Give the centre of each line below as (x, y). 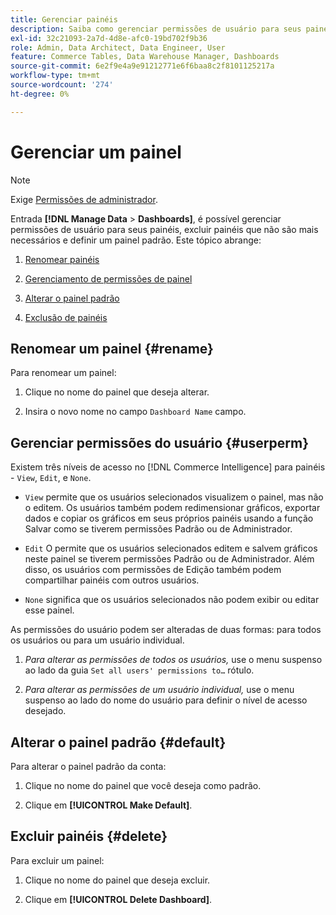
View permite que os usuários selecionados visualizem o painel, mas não (174, 497)
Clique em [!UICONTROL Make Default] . (108, 805)
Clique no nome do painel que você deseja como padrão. (143, 785)
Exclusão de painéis (66, 317)
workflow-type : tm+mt (55, 76)
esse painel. (49, 610)
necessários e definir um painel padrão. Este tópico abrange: (136, 240)
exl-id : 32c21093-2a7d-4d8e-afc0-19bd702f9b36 (109, 38)
